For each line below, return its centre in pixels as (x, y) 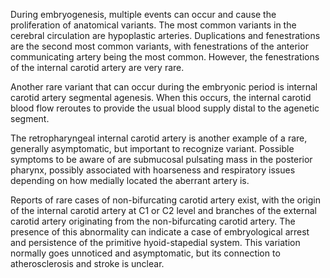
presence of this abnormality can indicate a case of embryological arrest (160, 232)
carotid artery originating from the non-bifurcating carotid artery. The (153, 221)
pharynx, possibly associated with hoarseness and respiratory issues (153, 170)
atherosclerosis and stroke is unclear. (87, 263)
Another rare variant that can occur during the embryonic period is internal (164, 87)
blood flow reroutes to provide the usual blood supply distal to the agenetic (165, 108)
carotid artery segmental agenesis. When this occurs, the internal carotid (161, 97)
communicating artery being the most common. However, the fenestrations (165, 57)
